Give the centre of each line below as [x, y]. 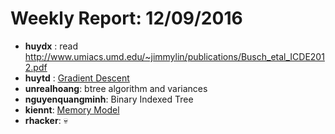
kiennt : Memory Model [72, 109]
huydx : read [51, 46]
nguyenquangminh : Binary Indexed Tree [109, 99]
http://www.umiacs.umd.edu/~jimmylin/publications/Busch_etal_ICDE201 [174, 56]
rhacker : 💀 [46, 120]
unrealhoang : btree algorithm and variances [116, 88]
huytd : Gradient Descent [77, 78]
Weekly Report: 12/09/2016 [126, 18]
